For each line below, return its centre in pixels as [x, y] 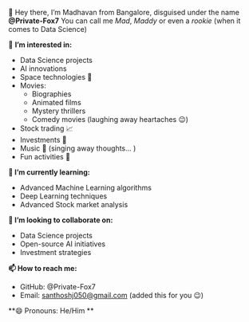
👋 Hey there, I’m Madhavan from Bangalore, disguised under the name [124, 12]
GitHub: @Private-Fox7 [57, 287]
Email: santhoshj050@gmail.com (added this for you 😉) [112, 295]
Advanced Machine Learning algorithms [85, 188]
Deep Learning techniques [63, 196]
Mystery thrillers [59, 111]
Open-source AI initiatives [63, 244]
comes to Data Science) [48, 29]
